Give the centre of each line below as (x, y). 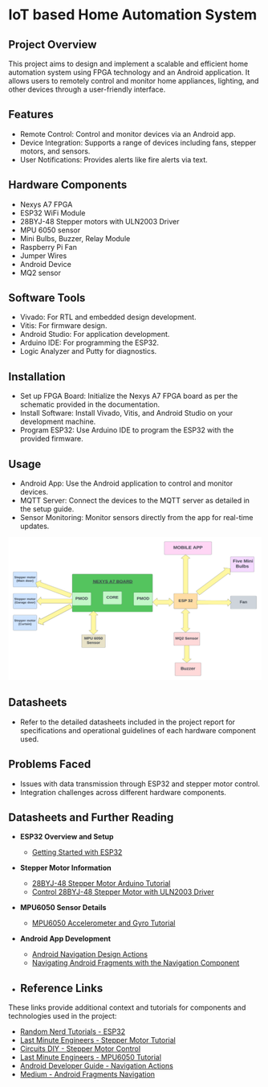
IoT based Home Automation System (133, 15)
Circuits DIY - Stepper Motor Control (80, 1049)
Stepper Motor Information (65, 868)
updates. (35, 526)
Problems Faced (50, 764)
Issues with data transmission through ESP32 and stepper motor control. (140, 783)
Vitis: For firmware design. (63, 326)
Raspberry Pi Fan (49, 247)
